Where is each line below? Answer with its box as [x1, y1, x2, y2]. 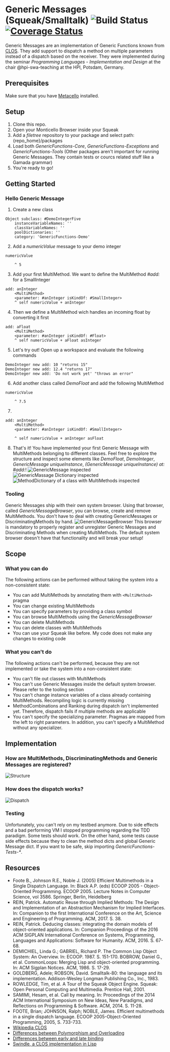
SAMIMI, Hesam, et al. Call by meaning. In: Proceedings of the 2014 [12, 992, 155, 998]
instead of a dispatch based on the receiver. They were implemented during [5, 53, 165, 59]
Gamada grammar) [12, 159, 53, 165]
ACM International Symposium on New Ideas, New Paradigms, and [12, 997, 153, 1003]
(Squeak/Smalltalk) [5, 14, 89, 26]
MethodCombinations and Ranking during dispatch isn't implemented [12, 702, 159, 709]
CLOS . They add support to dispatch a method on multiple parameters [5, 48, 153, 54]
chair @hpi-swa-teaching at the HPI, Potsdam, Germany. [5, 64, 125, 70]
